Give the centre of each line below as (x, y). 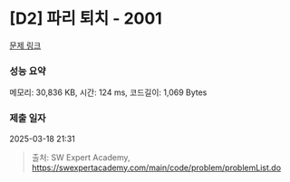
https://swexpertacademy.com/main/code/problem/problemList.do (156, 168)
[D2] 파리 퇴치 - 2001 (86, 19)
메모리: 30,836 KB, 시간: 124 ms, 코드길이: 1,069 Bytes (108, 92)
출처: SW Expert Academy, (81, 157)
